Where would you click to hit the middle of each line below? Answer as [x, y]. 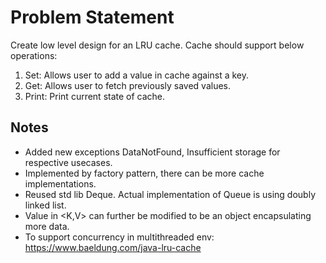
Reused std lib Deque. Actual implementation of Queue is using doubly [170, 194]
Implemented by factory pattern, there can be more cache [144, 173]
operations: [34, 55]
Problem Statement [92, 17]
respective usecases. [68, 162]
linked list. [45, 205]
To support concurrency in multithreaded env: [119, 237]
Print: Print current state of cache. [95, 96]
